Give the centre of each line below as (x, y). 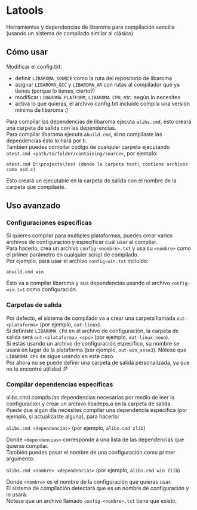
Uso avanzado (33, 206)
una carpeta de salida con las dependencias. (61, 128)
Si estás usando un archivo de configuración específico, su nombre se (93, 343)
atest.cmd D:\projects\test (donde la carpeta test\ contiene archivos (97, 164)
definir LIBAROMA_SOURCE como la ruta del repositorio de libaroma (93, 78)
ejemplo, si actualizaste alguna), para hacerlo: (63, 417)
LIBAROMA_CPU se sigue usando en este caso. (61, 356)
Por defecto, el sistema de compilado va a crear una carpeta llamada (91, 318)
